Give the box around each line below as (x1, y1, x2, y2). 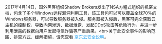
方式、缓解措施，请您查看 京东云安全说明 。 (21, 34, 108, 40)
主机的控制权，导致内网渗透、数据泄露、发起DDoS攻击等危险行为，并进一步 (5, 22, 157, 28)
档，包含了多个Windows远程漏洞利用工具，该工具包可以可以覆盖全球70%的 (5, 10, 157, 16)
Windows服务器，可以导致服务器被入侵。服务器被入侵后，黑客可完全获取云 (5, 16, 156, 22)
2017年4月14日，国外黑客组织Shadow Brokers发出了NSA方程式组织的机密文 (5, 4, 157, 10)
